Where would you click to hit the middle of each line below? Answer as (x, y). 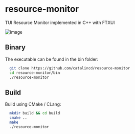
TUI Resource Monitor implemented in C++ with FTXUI (60, 22)
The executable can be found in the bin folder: (52, 59)
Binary (15, 47)
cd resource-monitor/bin (35, 73)
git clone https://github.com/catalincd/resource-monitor (70, 68)
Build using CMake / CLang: (33, 104)
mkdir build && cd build (35, 113)
